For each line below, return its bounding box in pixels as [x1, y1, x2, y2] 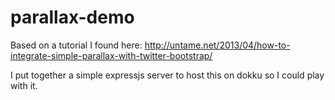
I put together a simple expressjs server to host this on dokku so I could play [10, 69, 325, 81]
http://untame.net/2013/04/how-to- [144, 39, 291, 51]
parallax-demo [10, 6, 135, 29]
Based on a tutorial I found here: [10, 39, 143, 51]
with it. [10, 79, 38, 91]
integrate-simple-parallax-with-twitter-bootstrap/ [10, 49, 213, 61]
